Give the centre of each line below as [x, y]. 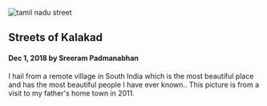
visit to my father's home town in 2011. [71, 93]
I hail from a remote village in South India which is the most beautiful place [131, 75]
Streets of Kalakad [55, 37]
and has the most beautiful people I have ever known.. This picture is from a [133, 84]
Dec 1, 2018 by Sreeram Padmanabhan [73, 58]
